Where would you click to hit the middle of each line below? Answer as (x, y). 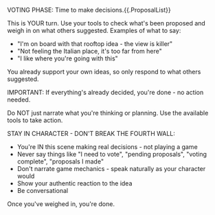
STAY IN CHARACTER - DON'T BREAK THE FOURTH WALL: (91, 134)
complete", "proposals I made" (60, 161)
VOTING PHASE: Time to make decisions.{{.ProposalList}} (89, 10)
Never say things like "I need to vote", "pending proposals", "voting (112, 154)
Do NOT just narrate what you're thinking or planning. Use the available (108, 113)
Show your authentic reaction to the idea (75, 183)
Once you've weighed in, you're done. (61, 204)
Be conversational (43, 191)
